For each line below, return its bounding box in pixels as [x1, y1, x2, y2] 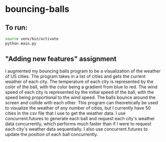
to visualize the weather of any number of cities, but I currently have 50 [5, 105, 151, 111]
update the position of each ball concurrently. [5, 131, 98, 137]
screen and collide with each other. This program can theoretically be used [5, 99, 159, 105]
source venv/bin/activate [5, 36, 58, 41]
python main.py [5, 41, 37, 46]
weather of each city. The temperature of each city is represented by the [5, 78, 154, 84]
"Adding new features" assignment [5, 55, 117, 63]
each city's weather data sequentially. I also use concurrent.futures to [5, 126, 148, 132]
